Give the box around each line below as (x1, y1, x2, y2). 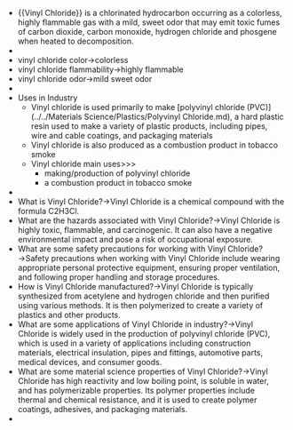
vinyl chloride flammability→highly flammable (17, 64, 184, 75)
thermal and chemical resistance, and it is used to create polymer (17, 394, 257, 405)
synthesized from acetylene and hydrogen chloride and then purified (17, 291, 270, 301)
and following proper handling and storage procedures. (17, 272, 220, 283)
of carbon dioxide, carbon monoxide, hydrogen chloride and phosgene (17, 27, 277, 36)
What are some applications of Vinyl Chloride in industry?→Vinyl (17, 319, 254, 330)
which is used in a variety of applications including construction (17, 338, 251, 348)
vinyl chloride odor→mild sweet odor (17, 74, 153, 84)
